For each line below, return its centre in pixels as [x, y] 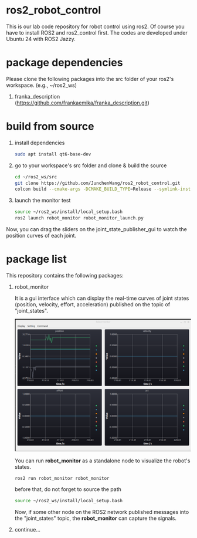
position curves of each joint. [41, 236]
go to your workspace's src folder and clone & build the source [91, 165]
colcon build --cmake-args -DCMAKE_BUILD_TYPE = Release [83, 189]
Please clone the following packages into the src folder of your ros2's [90, 79]
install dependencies [40, 143]
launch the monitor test [43, 201]
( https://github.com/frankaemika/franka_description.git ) [82, 103]
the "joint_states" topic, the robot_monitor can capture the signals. [96, 518]
